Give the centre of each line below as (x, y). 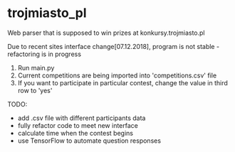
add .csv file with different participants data (82, 118)
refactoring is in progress (45, 54)
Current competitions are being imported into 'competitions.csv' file (117, 75)
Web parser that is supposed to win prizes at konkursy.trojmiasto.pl (106, 33)
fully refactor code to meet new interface (78, 125)
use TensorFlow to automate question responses (89, 141)
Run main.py (36, 67)
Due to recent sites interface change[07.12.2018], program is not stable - (113, 46)
